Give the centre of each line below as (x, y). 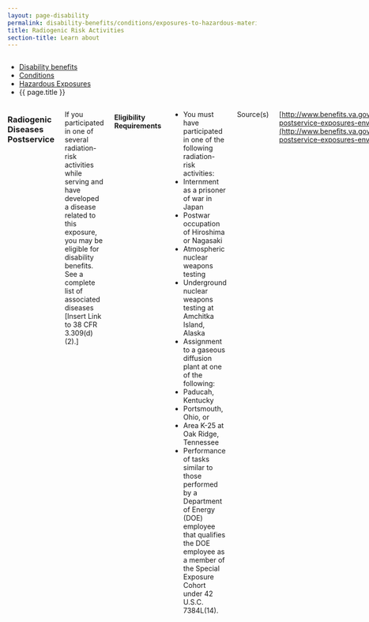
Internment (201, 182)
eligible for (82, 249)
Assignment (203, 342)
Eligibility (130, 117)
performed (201, 484)
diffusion (198, 358)
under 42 (199, 594)
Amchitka (199, 317)
